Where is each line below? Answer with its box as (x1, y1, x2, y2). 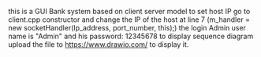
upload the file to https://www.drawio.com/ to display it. (8, 40, 189, 49)
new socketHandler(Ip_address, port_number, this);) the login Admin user (8, 23, 247, 32)
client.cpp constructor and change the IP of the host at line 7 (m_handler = (8, 15, 251, 24)
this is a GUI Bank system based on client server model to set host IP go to (8, 7, 251, 16)
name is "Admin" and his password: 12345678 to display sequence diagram (8, 31, 254, 41)
